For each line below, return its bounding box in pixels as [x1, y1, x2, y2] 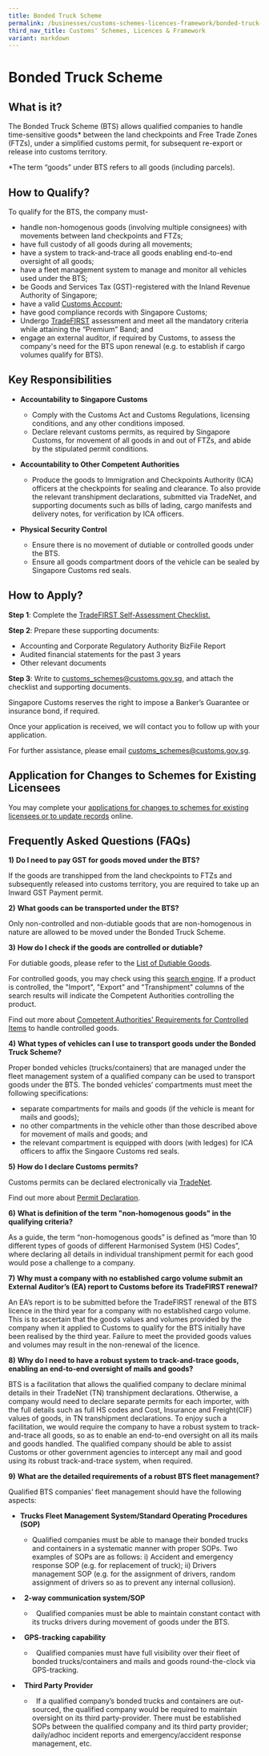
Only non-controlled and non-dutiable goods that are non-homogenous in [8, 919, 252, 928]
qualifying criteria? [8, 1217, 74, 1227]
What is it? [8, 100, 62, 114]
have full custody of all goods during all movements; [19, 239, 193, 249]
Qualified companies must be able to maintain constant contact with [35, 1609, 261, 1618]
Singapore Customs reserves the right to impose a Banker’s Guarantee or [8, 697, 250, 707]
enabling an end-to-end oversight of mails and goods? [8, 1364, 194, 1373]
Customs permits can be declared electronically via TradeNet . [8, 1177, 213, 1187]
